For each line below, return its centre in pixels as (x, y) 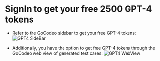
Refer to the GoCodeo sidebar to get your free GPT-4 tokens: (74, 33)
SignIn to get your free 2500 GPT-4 (79, 9)
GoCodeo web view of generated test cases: (58, 53)
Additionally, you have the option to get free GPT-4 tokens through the (83, 48)
